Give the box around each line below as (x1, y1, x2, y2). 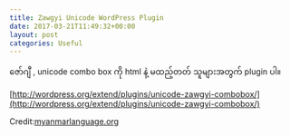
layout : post (9, 30, 59, 39)
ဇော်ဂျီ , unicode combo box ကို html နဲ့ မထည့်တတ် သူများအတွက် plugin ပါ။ (9, 66, 281, 77)
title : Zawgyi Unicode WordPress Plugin (9, 13, 165, 23)
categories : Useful (9, 38, 83, 48)
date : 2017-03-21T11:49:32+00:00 (9, 22, 136, 31)
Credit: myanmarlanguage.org (9, 116, 120, 127)
